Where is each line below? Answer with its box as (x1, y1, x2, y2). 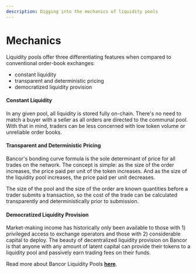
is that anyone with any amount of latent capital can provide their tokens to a (6, 243, 191, 250)
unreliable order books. (6, 129, 63, 136)
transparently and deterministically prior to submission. (6, 197, 139, 204)
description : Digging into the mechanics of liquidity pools (6, 8, 159, 15)
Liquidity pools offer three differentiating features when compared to (6, 53, 171, 60)
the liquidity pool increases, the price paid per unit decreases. (6, 174, 156, 181)
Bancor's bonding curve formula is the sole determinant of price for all (6, 155, 176, 162)
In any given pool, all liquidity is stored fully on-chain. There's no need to (6, 110, 181, 117)
